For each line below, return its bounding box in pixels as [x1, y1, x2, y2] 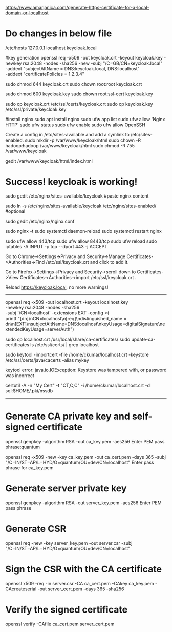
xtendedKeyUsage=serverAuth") [5, 326, 74, 332]
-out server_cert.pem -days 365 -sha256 [37, 586, 124, 592]
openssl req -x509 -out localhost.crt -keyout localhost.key [5, 299, 128, 305]
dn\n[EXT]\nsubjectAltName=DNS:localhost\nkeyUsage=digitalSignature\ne [5, 321, 165, 327]
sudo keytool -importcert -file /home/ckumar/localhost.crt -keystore [5, 351, 149, 358]
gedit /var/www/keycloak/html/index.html [5, 157, 93, 164]
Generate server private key [5, 483, 127, 494]
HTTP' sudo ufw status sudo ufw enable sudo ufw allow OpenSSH [5, 122, 146, 128]
